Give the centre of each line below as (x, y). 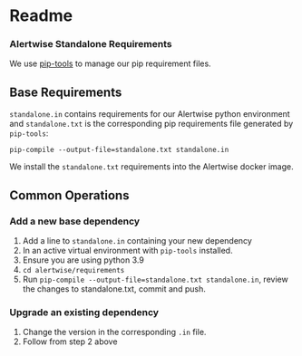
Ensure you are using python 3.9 (83, 260)
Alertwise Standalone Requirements (91, 44)
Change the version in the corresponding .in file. (114, 332)
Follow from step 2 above (70, 342)
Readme (41, 16)
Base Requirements (66, 92)
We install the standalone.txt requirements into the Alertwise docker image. (151, 167)
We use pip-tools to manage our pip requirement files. (110, 63)
